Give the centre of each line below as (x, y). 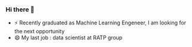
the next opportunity (39, 32)
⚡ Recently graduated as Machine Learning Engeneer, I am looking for (100, 23)
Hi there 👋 (20, 10)
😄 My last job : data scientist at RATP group (68, 37)
